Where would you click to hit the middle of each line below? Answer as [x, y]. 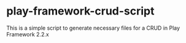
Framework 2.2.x [28, 34]
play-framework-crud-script [80, 11]
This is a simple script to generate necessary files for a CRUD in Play [93, 28]
